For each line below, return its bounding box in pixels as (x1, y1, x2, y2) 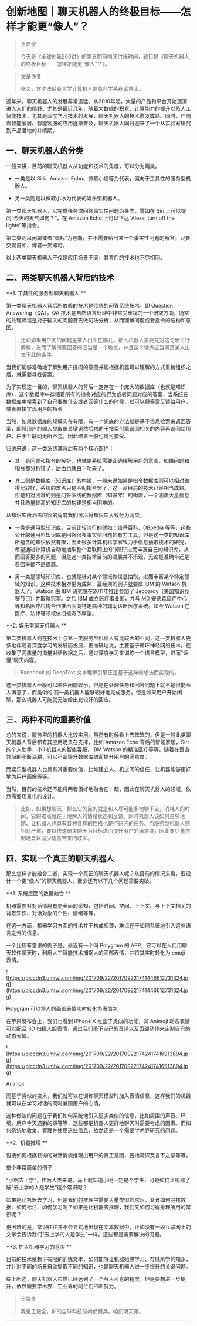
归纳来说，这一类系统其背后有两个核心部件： (6, 445, 114, 452)
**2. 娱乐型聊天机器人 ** (6, 622, 67, 629)
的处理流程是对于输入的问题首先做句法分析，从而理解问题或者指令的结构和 (6, 316, 186, 323)
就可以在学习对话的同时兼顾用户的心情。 (6, 1100, 104, 1107)
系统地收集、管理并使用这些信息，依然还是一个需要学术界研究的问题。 (11, 1127, 181, 1134)
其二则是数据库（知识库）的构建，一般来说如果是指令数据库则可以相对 (14, 477, 185, 484)
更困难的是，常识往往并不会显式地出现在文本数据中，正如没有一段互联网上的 (6, 1223, 191, 1230)
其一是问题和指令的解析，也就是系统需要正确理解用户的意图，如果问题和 (14, 457, 189, 464)
